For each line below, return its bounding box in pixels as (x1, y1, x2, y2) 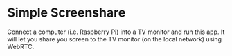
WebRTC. (7, 42, 35, 50)
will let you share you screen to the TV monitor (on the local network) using (7, 35, 222, 43)
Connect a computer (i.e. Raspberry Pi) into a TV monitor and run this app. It (7, 28, 225, 36)
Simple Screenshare (7, 5, 126, 21)
